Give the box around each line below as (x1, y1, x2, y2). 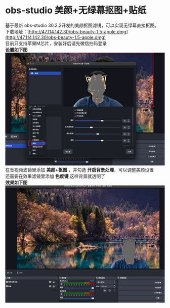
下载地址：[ (5, 28, 29, 34)
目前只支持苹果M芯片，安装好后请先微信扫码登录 (5, 40, 107, 46)
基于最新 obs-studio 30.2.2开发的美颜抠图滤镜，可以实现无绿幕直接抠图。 (5, 22, 159, 28)
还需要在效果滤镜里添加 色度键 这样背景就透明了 (5, 173, 105, 180)
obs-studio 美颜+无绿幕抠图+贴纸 (5, 5, 147, 16)
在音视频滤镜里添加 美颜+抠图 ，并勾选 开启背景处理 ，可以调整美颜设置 (5, 167, 154, 173)
